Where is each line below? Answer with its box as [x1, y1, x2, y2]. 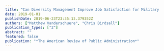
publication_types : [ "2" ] [5, 25, 58, 30]
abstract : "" [5, 30, 32, 34]
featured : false [5, 34, 38, 39]
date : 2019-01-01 [5, 12, 41, 17]
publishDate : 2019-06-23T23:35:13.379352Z [5, 16, 93, 21]
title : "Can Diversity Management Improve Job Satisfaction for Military [5, 7, 160, 12]
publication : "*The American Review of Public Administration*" [5, 39, 139, 44]
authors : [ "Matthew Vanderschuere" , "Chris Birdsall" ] [5, 20, 120, 26]
